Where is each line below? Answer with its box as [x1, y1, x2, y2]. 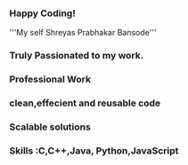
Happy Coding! [9, 7, 76, 20]
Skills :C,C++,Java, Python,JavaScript [9, 145, 179, 157]
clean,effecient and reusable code [9, 97, 161, 109]
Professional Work [9, 74, 92, 86]
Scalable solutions [9, 121, 91, 133]
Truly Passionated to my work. [9, 50, 144, 62]
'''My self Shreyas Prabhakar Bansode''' [9, 27, 158, 38]
